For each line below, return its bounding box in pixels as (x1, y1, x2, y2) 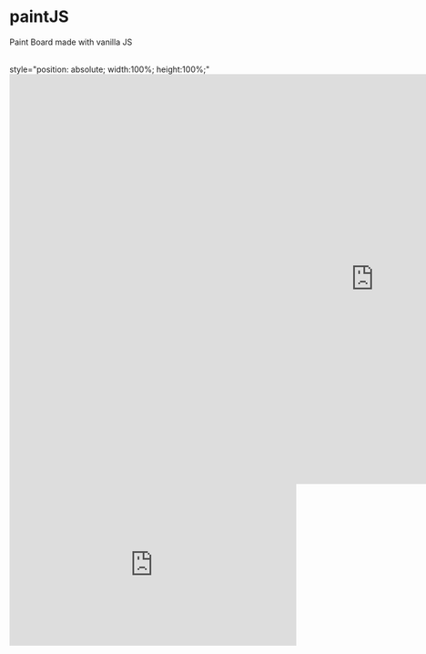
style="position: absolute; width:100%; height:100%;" (9, 64, 210, 75)
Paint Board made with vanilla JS (9, 36, 133, 47)
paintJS (9, 6, 70, 27)
